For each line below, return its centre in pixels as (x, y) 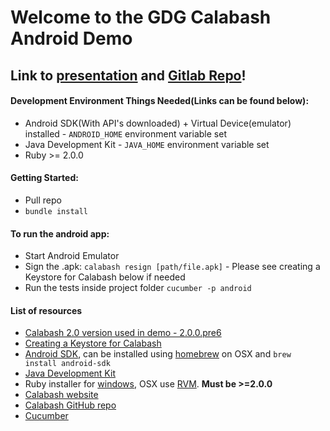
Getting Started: (44, 178)
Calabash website (61, 395)
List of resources (46, 310)
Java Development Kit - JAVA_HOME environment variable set (147, 144)
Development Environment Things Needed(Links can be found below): (160, 101)
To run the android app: (60, 233)
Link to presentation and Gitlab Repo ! (128, 75)
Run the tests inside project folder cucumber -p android (138, 288)
